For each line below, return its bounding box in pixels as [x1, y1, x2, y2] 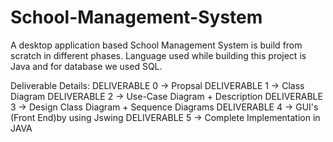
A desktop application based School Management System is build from [10, 39, 303, 51]
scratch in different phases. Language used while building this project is [10, 49, 307, 61]
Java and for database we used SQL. [10, 60, 163, 72]
